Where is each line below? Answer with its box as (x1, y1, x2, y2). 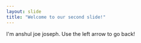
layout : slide (6, 8, 42, 15)
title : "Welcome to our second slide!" (6, 14, 106, 20)
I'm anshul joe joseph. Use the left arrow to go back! (6, 30, 136, 37)
